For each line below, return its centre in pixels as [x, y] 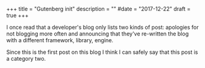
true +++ [18, 15]
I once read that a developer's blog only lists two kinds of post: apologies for [103, 27]
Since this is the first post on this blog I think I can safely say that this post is [102, 52]
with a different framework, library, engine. [60, 40]
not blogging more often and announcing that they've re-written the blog [98, 34]
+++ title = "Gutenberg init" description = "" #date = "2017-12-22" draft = [99, 9]
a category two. [26, 59]
